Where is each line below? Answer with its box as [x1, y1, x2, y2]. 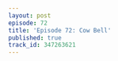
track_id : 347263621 [8, 41, 77, 49]
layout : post [8, 11, 51, 20]
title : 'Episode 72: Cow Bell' [8, 26, 112, 34]
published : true [8, 33, 62, 42]
